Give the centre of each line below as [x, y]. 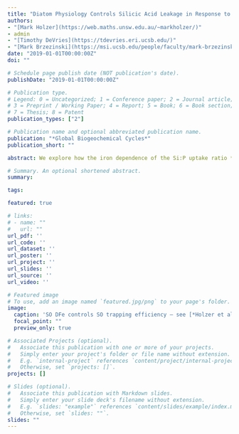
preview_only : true [43, 328]
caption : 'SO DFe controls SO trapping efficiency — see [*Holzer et [119, 315]
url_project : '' [31, 263]
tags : [15, 190]
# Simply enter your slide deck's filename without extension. [106, 400]
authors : [20, 21]
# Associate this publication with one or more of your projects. [111, 347]
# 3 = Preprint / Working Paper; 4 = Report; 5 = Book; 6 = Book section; [121, 106]
